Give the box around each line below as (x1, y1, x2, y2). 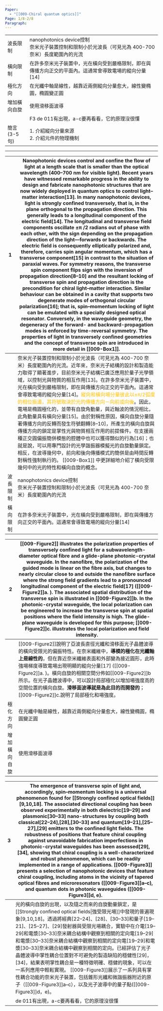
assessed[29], (115, 843, 150, 850)
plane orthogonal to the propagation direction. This (26, 206, 147, 213)
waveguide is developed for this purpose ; (36, 619, 135, 626)
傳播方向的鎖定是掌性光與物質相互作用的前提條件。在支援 (17, 428, 149, 435)
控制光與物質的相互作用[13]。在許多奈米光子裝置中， (32, 377, 154, 383)
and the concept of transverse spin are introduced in (24, 340, 149, 347)
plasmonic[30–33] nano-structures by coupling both (22, 813, 148, 819)
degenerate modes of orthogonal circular (38, 297, 136, 304)
